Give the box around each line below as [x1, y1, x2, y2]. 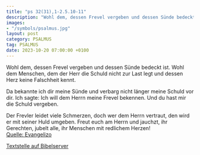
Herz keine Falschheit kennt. [6, 76, 76, 83]
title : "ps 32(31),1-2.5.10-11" [6, 8, 86, 15]
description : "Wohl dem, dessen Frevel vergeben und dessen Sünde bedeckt [6, 14, 196, 20]
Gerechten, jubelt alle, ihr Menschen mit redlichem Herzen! [6, 124, 151, 131]
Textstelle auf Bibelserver [6, 142, 69, 149]
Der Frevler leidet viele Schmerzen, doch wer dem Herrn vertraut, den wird [6, 112, 190, 119]
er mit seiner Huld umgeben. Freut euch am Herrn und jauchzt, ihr [6, 118, 168, 125]
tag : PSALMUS [6, 42, 39, 48]
